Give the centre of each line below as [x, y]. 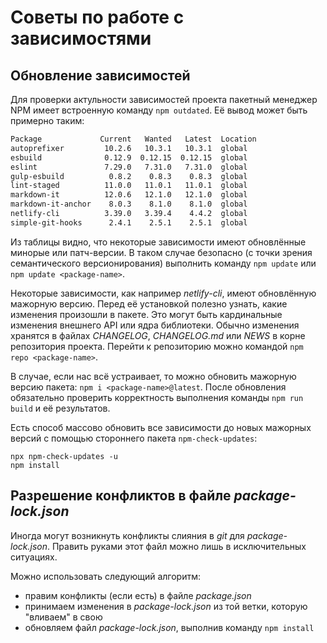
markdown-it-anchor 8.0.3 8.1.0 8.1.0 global [129, 204]
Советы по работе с [97, 17]
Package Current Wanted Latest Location [133, 139]
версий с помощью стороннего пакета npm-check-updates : [134, 438]
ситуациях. [34, 557]
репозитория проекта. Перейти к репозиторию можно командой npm [157, 346]
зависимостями [81, 38]
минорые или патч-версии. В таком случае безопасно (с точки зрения [161, 252]
